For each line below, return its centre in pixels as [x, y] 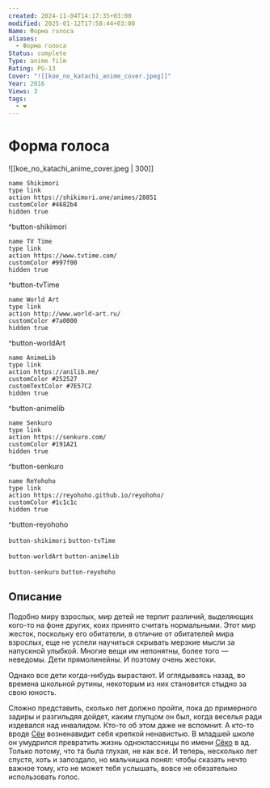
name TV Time [30, 242]
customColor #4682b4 [43, 205]
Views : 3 [23, 91]
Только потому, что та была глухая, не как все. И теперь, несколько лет [133, 751]
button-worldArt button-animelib [64, 557]
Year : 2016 [27, 83]
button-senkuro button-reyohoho [62, 572]
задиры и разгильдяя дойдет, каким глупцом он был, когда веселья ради [135, 716]
